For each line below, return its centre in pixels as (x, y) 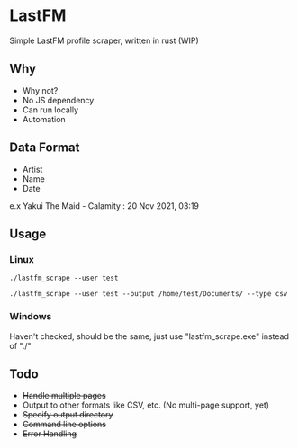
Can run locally (50, 110)
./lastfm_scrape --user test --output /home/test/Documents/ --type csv (149, 294)
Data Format (45, 148)
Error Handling (50, 434)
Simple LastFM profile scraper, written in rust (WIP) (104, 40)
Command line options (64, 425)
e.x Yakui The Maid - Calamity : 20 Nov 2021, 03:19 (104, 206)
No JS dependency (58, 100)
